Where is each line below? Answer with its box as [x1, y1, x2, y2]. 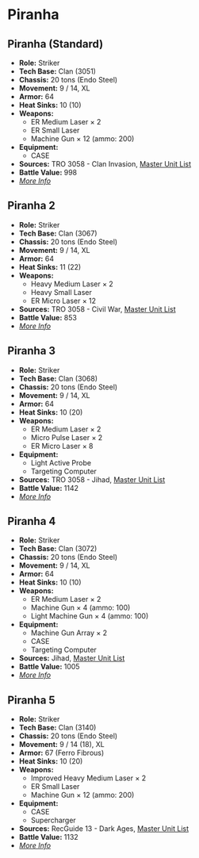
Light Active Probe [30, 458, 92, 467]
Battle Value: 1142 [18, 483, 78, 492]
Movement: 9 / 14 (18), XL [18, 740, 105, 749]
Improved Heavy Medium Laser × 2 [30, 773, 147, 783]
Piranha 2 [7, 199, 56, 213]
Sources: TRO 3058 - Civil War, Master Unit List [18, 304, 176, 314]
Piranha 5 [7, 693, 56, 707]
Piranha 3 [7, 344, 56, 358]
